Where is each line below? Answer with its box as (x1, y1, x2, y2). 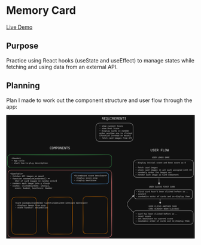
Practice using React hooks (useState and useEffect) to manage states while (6, 56, 194, 64)
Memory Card (6, 4, 77, 17)
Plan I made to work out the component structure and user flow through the (6, 97, 193, 104)
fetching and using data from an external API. (6, 63, 118, 70)
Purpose (6, 41, 39, 51)
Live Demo (6, 23, 33, 31)
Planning (6, 80, 40, 91)
